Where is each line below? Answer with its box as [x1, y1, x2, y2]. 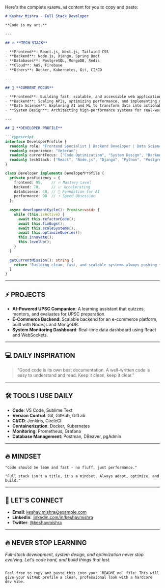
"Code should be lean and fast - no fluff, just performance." [5, 465, 137, 470]
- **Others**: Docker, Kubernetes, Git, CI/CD [5, 67, 102, 72]
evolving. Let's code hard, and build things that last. [5, 557, 110, 562]
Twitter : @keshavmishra [12, 520, 62, 526]
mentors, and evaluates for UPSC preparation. [12, 311, 106, 317]
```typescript [5, 134, 34, 139]
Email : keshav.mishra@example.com [12, 509, 87, 515]
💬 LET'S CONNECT [5, 496, 64, 504]
